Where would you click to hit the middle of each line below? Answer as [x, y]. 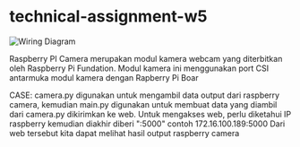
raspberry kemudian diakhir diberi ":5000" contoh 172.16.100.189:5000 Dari [147, 124]
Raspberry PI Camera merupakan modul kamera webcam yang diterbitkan [146, 58]
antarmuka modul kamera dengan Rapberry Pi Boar [104, 77]
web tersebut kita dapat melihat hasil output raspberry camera [124, 133]
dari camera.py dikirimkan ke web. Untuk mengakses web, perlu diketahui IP [150, 114]
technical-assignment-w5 [108, 17]
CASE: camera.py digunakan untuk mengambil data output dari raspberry [145, 95]
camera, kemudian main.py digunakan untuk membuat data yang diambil [143, 104]
